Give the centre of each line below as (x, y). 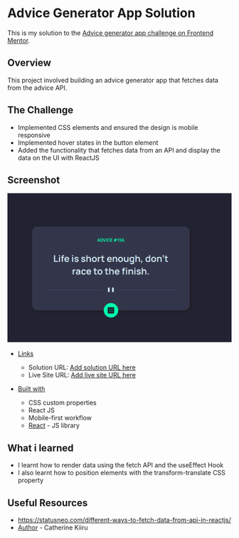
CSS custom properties (63, 403)
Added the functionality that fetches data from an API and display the (119, 150)
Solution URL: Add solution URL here (82, 367)
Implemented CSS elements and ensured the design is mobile (108, 127)
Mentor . (19, 40)
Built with (31, 389)
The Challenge (41, 110)
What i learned (41, 448)
